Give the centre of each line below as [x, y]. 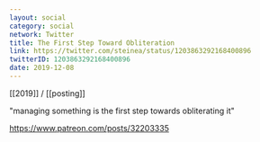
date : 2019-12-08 [42, 68]
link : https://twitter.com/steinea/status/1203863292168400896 [130, 51]
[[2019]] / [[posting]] [47, 93]
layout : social [38, 18]
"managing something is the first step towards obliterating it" [122, 111]
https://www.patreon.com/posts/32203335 [89, 128]
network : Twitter [42, 34]
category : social [42, 26]
